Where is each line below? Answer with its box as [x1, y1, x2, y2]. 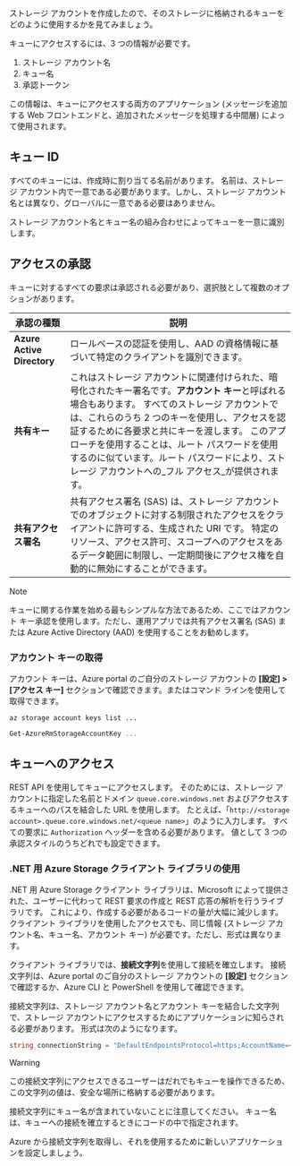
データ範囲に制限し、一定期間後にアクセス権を [79, 549, 276, 562]
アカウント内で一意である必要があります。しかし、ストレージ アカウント [19, 186, 287, 197]
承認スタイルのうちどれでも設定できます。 [9, 837, 165, 848]
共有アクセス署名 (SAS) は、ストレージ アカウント [70, 495, 280, 508]
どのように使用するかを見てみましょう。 [9, 19, 158, 30]
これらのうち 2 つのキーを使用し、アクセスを [87, 411, 277, 424]
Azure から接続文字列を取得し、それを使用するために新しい [9, 1136, 229, 1146]
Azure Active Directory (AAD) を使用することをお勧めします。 [26, 626, 254, 638]
